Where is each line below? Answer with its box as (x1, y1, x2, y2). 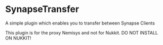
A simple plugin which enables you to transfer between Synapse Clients (5, 20, 155, 26)
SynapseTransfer (5, 3, 79, 15)
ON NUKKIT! (5, 35, 31, 41)
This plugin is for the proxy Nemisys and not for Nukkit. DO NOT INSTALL (5, 29, 158, 35)
